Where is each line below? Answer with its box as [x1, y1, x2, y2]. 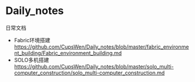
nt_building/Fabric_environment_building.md [14, 49, 122, 56]
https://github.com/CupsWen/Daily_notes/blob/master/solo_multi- [14, 63, 174, 70]
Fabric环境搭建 [14, 36, 51, 43]
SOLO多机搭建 [14, 56, 49, 63]
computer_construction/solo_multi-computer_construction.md [14, 69, 165, 76]
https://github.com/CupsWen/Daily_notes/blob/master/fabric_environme [14, 43, 189, 50]
